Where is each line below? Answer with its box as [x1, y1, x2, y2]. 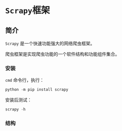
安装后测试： [5, 97, 32, 103]
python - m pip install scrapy [5, 87, 69, 92]
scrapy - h [5, 107, 26, 112]
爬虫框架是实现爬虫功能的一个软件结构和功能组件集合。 [5, 51, 119, 57]
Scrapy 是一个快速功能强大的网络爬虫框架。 [5, 41, 95, 46]
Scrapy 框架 [5, 5, 50, 16]
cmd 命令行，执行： [5, 77, 44, 83]
